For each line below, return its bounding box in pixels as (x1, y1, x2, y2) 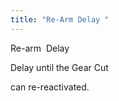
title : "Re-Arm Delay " (10, 14, 110, 25)
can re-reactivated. (10, 81, 90, 93)
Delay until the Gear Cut (10, 61, 109, 73)
